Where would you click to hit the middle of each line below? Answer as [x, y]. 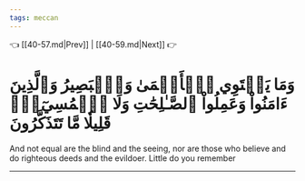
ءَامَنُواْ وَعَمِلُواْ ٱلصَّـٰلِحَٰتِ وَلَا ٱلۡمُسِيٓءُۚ [148, 103]
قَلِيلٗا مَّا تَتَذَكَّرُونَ [60, 123]
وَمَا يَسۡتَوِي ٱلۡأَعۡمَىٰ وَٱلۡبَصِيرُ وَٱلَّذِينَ [152, 84]
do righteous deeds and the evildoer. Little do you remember [123, 158]
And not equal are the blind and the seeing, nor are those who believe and [148, 148]
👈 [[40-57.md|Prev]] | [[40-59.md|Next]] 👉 [93, 44]
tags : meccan [34, 18]
